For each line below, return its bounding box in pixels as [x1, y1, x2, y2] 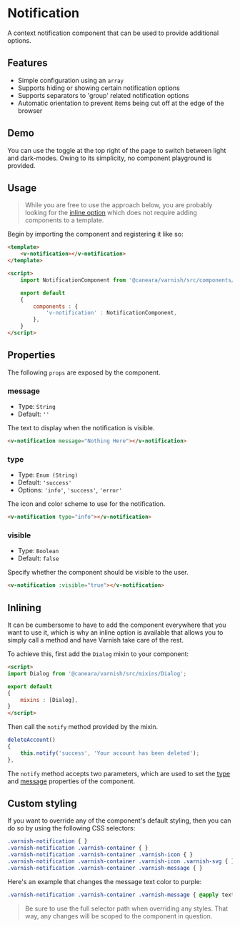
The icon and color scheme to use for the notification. [7, 500, 166, 508]
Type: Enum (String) [17, 470, 79, 480]
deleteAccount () [7, 736, 56, 744]
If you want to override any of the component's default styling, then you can [7, 816, 231, 825]
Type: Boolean [17, 547, 59, 555]
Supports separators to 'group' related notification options [17, 91, 189, 99]
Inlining [7, 602, 41, 614]
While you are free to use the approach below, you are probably [24, 201, 213, 209]
